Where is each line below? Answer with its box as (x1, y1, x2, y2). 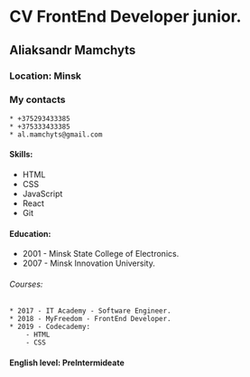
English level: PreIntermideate (9, 357, 125, 368)
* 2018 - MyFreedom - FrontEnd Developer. (9, 315, 171, 324)
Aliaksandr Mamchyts (9, 42, 136, 58)
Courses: (9, 278, 43, 289)
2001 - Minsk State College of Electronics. (22, 249, 180, 259)
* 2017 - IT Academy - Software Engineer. (9, 306, 171, 316)
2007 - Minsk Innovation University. (22, 258, 155, 269)
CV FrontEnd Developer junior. (9, 6, 242, 27)
